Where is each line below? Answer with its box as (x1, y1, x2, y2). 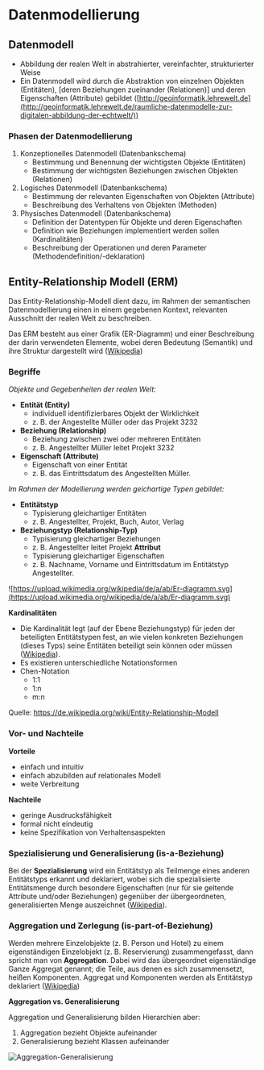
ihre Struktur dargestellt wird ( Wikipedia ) (8, 346, 143, 356)
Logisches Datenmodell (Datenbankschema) (19, 183, 167, 193)
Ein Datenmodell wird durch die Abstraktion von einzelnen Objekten (19, 77, 245, 85)
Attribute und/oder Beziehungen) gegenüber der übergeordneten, (8, 892, 227, 901)
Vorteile (8, 746, 36, 756)
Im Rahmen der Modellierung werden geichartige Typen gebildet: (8, 484, 225, 494)
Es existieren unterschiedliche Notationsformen (19, 658, 178, 668)
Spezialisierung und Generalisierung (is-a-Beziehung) (8, 848, 225, 859)
